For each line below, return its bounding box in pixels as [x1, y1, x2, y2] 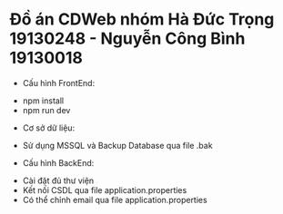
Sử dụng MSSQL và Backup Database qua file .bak [22, 140, 213, 151]
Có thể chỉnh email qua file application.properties [22, 194, 207, 205]
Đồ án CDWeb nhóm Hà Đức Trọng [9, 9, 275, 30]
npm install [22, 95, 65, 106]
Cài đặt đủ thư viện [22, 175, 95, 186]
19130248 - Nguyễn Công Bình [9, 28, 246, 49]
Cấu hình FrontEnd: [22, 77, 96, 88]
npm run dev [22, 104, 71, 115]
